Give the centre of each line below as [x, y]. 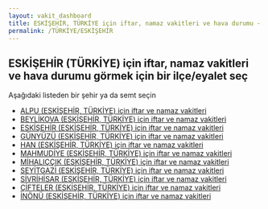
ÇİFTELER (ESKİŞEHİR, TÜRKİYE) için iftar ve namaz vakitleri [120, 188]
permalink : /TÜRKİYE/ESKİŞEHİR [61, 31]
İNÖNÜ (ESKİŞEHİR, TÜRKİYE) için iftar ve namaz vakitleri [115, 196]
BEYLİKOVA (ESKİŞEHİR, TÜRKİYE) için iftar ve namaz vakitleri [123, 119]
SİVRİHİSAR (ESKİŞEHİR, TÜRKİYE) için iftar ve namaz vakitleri [123, 179]
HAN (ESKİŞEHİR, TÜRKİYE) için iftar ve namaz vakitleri [111, 145]
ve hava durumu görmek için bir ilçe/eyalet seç [128, 76]
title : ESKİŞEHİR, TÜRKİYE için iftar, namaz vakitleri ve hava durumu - [135, 23]
